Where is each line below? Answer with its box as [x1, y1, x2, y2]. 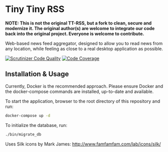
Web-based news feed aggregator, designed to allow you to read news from [5, 40, 163, 46]
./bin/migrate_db [5, 131, 42, 137]
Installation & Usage [5, 70, 69, 78]
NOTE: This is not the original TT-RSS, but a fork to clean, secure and [5, 20, 152, 26]
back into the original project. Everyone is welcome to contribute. [5, 30, 144, 36]
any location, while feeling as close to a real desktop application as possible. [5, 45, 163, 51]
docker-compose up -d [5, 113, 51, 118]
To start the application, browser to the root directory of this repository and [5, 98, 160, 104]
